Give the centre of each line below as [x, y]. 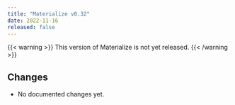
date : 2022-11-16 [33, 21]
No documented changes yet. [61, 94]
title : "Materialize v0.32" [49, 14]
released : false [31, 27]
